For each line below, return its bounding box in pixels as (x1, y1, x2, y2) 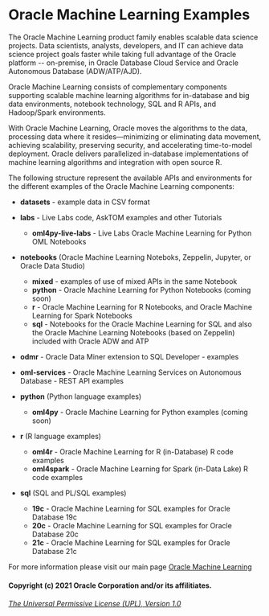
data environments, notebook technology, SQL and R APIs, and (8, 99, 217, 109)
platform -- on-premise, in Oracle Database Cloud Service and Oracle (8, 58, 239, 68)
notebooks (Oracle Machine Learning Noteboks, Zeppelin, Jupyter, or (19, 252, 251, 262)
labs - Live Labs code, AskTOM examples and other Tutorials (19, 212, 222, 222)
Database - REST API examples (19, 376, 124, 385)
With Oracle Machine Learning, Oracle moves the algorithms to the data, (8, 123, 247, 133)
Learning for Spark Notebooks (31, 310, 132, 320)
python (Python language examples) (19, 392, 142, 401)
